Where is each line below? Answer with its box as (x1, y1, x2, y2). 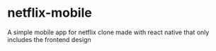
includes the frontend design (7, 35, 91, 43)
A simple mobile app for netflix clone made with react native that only (7, 28, 210, 36)
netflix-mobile (7, 5, 92, 21)
